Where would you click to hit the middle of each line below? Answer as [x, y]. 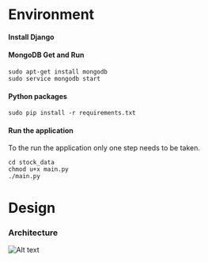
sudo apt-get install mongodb [58, 72]
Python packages [38, 96]
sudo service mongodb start [55, 78]
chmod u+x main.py [38, 169]
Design [32, 208]
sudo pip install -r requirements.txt [72, 113]
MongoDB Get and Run [46, 55]
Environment [51, 15]
